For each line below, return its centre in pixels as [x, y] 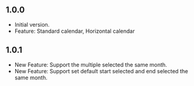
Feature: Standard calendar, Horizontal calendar [74, 31]
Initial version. [32, 24]
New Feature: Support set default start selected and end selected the [101, 71]
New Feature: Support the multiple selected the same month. [91, 64]
